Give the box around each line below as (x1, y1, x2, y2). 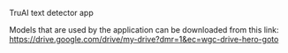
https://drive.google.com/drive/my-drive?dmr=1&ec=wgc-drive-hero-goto (9, 34, 279, 44)
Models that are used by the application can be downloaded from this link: (9, 25, 279, 34)
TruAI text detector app (9, 8, 95, 18)
